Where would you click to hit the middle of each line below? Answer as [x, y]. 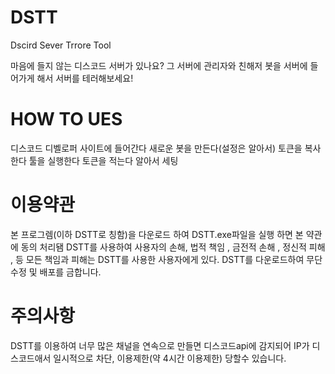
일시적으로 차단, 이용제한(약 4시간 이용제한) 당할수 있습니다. [170, 358]
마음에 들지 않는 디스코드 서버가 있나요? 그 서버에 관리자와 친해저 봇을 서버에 [159, 65]
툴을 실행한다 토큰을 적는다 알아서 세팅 [103, 160]
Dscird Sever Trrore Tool [61, 45]
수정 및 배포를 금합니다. [56, 272]
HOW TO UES [66, 119]
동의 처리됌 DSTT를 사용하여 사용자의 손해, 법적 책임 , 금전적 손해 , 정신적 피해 [173, 247]
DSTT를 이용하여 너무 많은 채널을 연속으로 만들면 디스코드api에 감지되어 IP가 [160, 345]
